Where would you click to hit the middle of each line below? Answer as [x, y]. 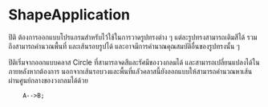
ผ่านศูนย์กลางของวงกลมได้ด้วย [48, 80]
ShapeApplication [69, 15]
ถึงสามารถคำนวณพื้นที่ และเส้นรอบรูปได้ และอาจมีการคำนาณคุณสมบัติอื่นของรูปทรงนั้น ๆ [124, 46]
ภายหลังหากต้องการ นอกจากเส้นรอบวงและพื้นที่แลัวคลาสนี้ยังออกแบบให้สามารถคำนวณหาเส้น [130, 71]
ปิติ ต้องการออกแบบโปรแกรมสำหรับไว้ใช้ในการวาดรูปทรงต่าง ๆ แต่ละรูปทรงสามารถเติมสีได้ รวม [133, 37]
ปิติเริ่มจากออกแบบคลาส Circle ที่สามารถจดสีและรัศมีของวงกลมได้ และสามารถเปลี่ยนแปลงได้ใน [134, 62]
